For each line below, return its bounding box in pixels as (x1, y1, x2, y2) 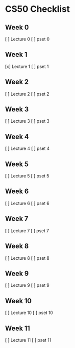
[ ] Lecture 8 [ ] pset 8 (5, 255, 50, 261)
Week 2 (5, 78, 29, 86)
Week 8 (5, 242, 29, 250)
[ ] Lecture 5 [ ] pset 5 (5, 173, 50, 179)
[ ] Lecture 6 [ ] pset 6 (5, 200, 50, 206)
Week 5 (5, 160, 28, 168)
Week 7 (5, 214, 28, 223)
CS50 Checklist (5, 3, 70, 15)
